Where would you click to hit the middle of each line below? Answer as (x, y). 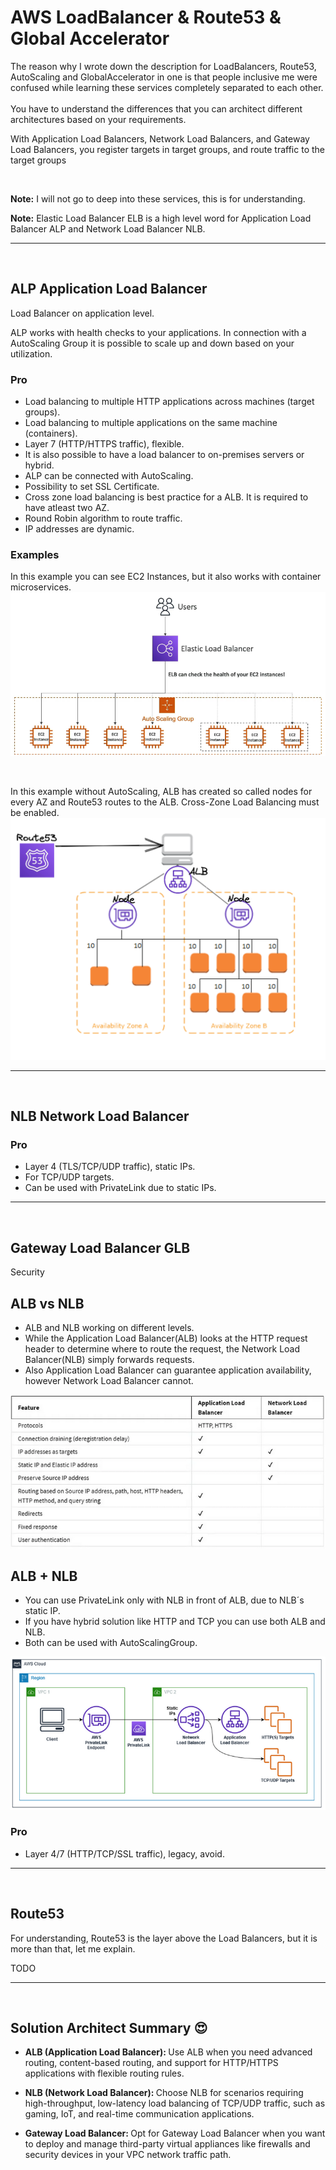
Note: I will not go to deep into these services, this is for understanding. (158, 198)
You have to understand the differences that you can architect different (156, 108)
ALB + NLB (44, 1576)
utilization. (31, 353)
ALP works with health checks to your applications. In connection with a (158, 332)
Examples (35, 554)
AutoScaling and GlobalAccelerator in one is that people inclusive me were (164, 77)
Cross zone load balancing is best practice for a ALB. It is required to (166, 497)
